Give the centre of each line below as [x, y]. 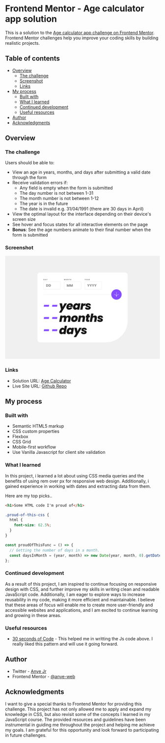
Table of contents [32, 59]
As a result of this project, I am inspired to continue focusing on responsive [81, 584]
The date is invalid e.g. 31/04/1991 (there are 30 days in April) [82, 209]
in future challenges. [26, 735]
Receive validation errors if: [40, 183]
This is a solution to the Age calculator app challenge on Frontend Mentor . [80, 32]
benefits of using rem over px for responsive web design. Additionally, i [77, 481]
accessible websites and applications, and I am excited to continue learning [82, 610]
